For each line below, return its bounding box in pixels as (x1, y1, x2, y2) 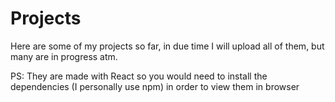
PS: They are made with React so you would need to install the (10, 70, 268, 82)
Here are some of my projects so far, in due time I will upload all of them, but (10, 40, 325, 52)
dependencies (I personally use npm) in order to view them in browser (10, 80, 300, 92)
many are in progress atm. (10, 50, 118, 62)
